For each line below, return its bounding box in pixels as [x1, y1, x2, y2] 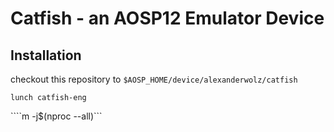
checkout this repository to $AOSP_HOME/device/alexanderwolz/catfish [10, 73, 298, 85]
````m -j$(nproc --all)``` [10, 110, 103, 122]
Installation [10, 47, 82, 64]
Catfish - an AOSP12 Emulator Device [10, 7, 325, 30]
